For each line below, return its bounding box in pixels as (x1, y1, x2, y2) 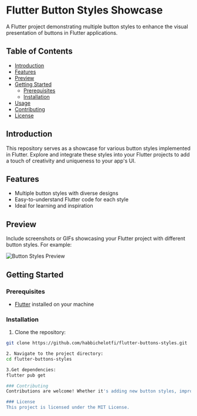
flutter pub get (6, 372, 46, 378)
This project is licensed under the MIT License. (6, 404, 130, 411)
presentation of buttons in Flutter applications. (6, 29, 118, 36)
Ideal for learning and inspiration (14, 202, 93, 209)
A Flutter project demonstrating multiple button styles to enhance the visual (6, 23, 189, 30)
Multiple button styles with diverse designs (14, 189, 118, 197)
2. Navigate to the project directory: (6, 351, 104, 357)
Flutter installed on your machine (14, 301, 94, 308)
